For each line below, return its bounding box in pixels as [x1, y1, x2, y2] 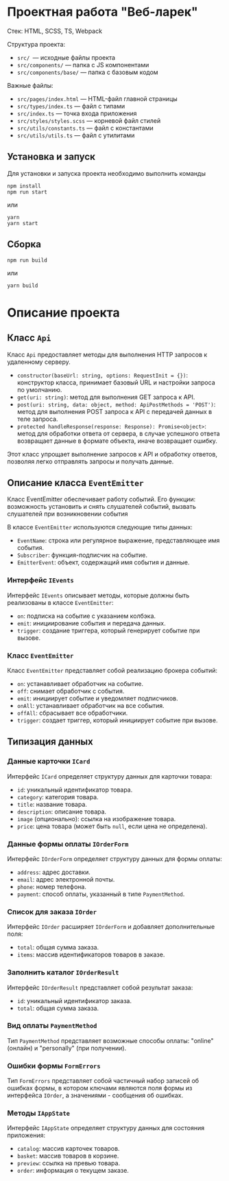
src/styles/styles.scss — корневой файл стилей [16, 116, 161, 124]
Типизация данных [7, 736, 94, 748]
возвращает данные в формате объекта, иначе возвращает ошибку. [16, 437, 218, 445]
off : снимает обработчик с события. [16, 687, 125, 695]
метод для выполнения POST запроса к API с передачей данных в [16, 407, 213, 415]
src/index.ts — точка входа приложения [16, 109, 137, 117]
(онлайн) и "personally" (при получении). [7, 1044, 127, 1052]
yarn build [7, 282, 38, 289]
